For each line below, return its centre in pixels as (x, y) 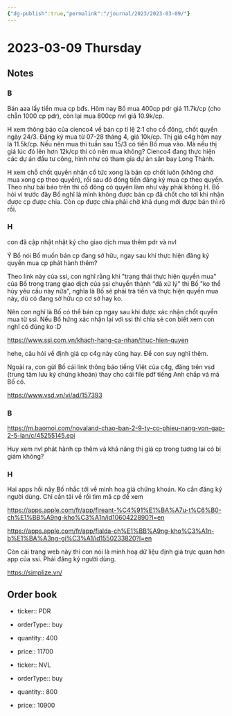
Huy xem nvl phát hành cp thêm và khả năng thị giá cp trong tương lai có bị (114, 449)
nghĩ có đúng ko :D (34, 326)
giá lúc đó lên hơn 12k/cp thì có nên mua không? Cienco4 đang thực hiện (111, 151)
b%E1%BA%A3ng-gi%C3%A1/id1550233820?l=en (80, 538)
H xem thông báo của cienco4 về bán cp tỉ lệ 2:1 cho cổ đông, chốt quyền (113, 129)
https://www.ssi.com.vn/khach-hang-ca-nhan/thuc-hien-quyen (98, 340)
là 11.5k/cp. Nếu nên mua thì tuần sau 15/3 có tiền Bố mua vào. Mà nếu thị (112, 144)
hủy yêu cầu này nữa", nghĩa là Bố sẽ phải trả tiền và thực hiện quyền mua (113, 291)
